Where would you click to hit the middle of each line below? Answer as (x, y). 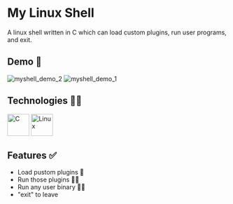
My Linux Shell (51, 13)
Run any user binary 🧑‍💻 (51, 187)
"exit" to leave (37, 195)
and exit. (20, 39)
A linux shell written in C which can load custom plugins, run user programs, (117, 32)
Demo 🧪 (24, 62)
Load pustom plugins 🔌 (50, 172)
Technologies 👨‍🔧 (45, 101)
